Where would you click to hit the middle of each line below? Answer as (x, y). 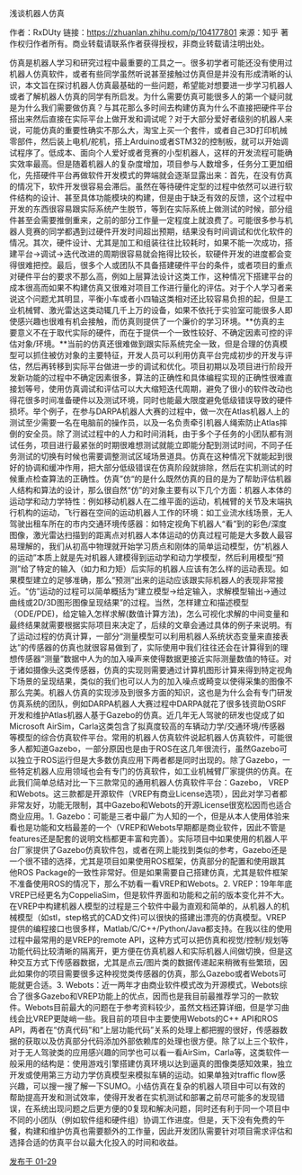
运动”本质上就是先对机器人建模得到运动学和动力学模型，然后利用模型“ (147, 557)
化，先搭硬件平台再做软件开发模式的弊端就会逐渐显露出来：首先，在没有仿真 (151, 175)
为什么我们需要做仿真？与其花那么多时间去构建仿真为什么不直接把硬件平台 (155, 108)
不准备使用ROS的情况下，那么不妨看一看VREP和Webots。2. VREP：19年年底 (151, 883)
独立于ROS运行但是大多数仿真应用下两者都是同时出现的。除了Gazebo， (150, 760)
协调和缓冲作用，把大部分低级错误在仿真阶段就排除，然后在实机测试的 (155, 467)
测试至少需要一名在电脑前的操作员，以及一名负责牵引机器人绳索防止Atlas (145, 422)
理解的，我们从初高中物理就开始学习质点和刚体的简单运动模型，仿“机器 (149, 546)
